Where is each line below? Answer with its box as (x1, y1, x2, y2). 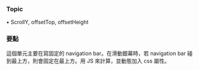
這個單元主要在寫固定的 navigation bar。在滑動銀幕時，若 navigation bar (6, 49, 186, 57)
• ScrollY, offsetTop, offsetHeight (6, 19, 89, 26)
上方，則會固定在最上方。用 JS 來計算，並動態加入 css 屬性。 (16, 57, 170, 65)
